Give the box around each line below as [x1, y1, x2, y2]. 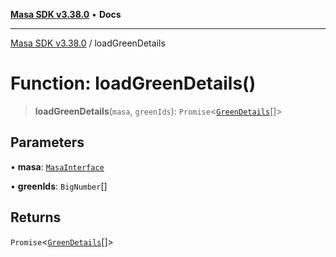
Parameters [10, 134, 85, 151]
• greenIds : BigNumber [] [10, 180, 108, 192]
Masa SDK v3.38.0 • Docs [10, 9, 122, 20]
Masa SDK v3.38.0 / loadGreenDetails [10, 37, 166, 49]
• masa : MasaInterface [10, 160, 105, 173]
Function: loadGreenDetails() [10, 72, 257, 95]
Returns [10, 209, 62, 226]
